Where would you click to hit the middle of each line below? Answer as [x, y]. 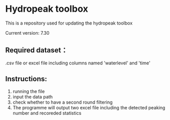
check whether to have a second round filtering [63, 102]
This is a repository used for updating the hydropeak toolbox [69, 23]
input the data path [33, 97]
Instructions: [26, 79]
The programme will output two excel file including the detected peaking [89, 107]
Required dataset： [37, 50]
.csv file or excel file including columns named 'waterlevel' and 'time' [78, 63]
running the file [29, 91]
